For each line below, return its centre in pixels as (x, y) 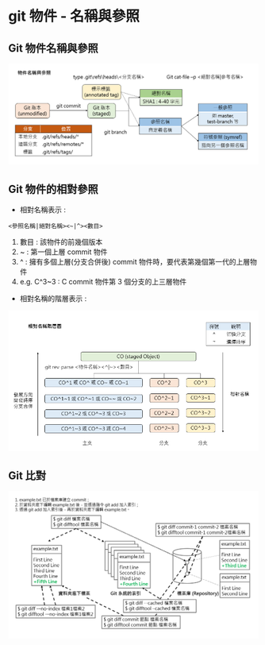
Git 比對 (27, 475)
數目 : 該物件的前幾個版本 (61, 242)
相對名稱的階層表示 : (53, 299)
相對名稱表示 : (42, 210)
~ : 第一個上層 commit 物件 (63, 252)
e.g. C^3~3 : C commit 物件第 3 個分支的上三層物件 (103, 282)
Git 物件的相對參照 (54, 189)
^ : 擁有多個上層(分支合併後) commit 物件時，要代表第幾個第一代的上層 (135, 262)
